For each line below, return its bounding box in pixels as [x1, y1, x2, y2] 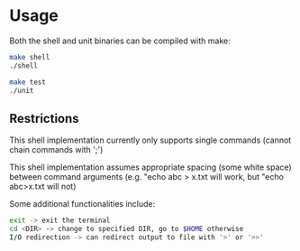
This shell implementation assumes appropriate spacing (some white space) [9, 162, 293, 172]
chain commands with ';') [9, 144, 104, 155]
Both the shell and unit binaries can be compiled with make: [9, 35, 232, 46]
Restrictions [9, 110, 79, 126]
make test [9, 78, 47, 87]
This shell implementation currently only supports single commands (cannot [9, 135, 292, 145]
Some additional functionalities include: [9, 199, 156, 209]
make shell [9, 52, 50, 61]
